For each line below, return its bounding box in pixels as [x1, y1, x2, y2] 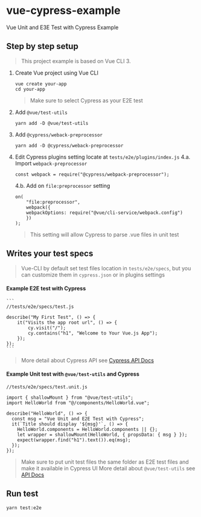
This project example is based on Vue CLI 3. [21, 57, 131, 64]
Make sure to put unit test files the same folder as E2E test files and [21, 458, 189, 465]
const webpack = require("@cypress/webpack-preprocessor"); [14, 171, 170, 178]
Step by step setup [6, 41, 78, 52]
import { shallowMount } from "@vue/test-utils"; [6, 395, 134, 401]
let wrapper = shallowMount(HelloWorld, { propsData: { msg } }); [17, 432, 188, 438]
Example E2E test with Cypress [6, 285, 86, 292]
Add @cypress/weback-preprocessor [14, 131, 103, 138]
